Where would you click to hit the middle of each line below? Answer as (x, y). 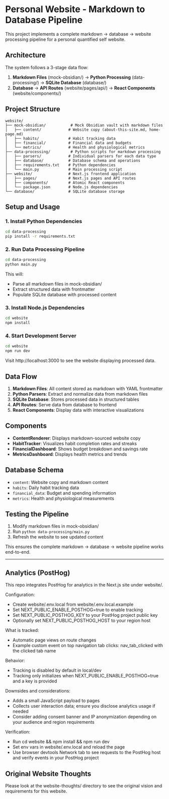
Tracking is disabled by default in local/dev (57, 670)
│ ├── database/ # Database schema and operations (73, 161)
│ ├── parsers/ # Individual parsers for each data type (81, 156)
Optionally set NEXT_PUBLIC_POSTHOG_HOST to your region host (81, 621)
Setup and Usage (33, 207)
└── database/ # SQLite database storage (65, 191)
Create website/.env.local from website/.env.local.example (73, 605)
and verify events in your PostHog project (56, 758)
